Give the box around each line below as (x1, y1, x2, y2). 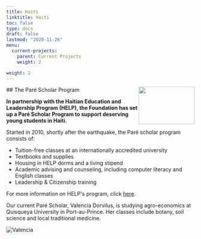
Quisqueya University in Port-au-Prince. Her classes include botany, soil (6, 208, 184, 216)
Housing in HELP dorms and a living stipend (14, 160, 123, 167)
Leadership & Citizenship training (14, 178, 97, 186)
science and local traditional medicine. (6, 214, 101, 222)
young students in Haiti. (6, 117, 67, 124)
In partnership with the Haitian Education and (6, 98, 121, 105)
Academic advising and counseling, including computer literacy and (14, 166, 182, 173)
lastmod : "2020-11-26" (6, 37, 63, 43)
